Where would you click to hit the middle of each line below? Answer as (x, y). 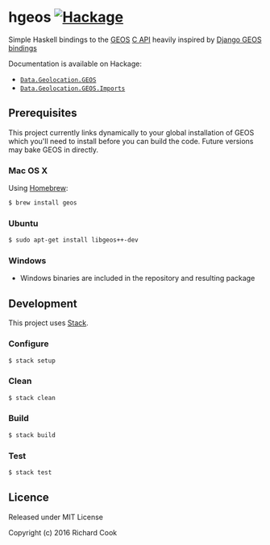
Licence (29, 498)
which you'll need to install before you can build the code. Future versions (131, 141)
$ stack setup (32, 361)
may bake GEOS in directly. (54, 150)
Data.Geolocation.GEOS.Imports (73, 89)
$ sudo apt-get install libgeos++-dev (73, 240)
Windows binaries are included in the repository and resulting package (137, 279)
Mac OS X (28, 171)
